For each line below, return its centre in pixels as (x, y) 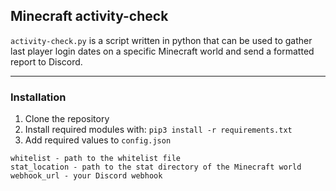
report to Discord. (46, 61)
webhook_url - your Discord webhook (86, 176)
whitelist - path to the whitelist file (96, 159)
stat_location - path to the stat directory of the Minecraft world (156, 167)
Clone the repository (67, 119)
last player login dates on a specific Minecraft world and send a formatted (162, 51)
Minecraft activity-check (89, 16)
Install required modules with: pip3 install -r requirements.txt (158, 130)
